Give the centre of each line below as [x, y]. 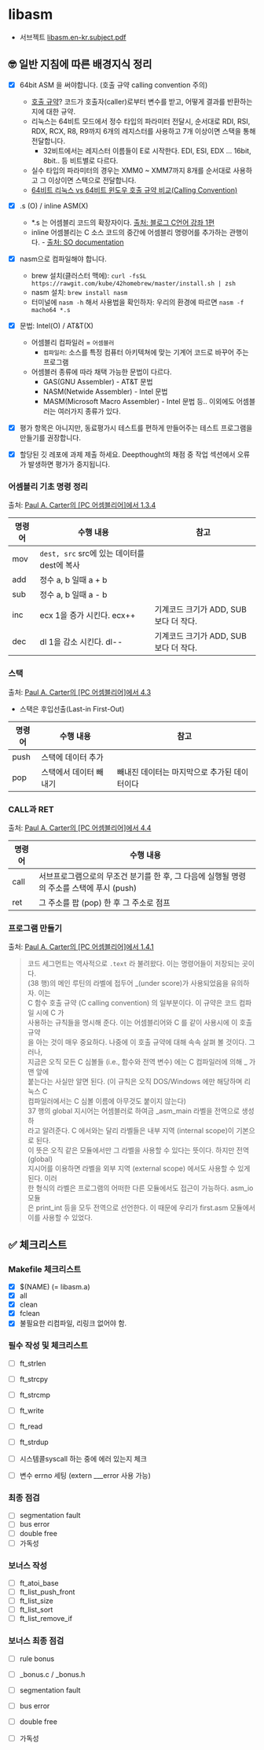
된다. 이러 [42, 1178]
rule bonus [37, 1658]
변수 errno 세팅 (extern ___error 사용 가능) [85, 1476]
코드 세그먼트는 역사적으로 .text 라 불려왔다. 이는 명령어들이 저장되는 [134, 964]
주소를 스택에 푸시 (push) [93, 888]
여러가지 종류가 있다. [89, 411]
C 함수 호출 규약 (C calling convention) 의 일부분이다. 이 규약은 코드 [132, 1003]
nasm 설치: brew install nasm [79, 292]
